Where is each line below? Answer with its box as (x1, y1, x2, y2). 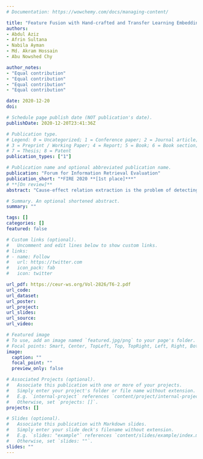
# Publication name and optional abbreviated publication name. (6, 165, 172, 171)
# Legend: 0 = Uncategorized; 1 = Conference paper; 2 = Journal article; (6, 137, 199, 143)
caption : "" (11, 354, 42, 360)
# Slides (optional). (6, 415, 61, 421)
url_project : (6, 304, 39, 310)
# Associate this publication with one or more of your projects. (6, 382, 182, 388)
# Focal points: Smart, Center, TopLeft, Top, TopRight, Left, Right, (6, 343, 188, 349)
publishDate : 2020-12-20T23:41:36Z (6, 120, 96, 126)
